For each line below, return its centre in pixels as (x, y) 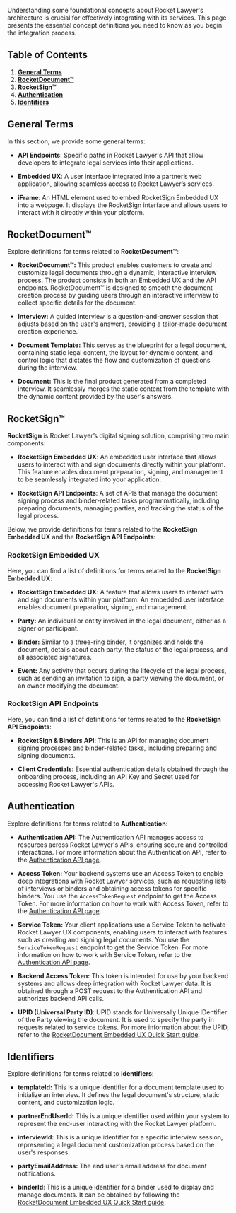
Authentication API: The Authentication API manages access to (111, 837)
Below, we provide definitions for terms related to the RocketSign (102, 529)
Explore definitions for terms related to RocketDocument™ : (93, 252)
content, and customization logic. (66, 1103)
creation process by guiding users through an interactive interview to (118, 295)
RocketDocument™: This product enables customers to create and (115, 265)
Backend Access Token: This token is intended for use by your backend (123, 975)
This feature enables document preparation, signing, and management (120, 472)
